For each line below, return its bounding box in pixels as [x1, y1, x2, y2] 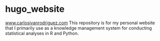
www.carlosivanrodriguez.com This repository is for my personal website [5, 20, 155, 26]
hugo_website [5, 3, 65, 15]
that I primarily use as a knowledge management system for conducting [5, 25, 153, 31]
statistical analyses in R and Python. [5, 30, 79, 36]
